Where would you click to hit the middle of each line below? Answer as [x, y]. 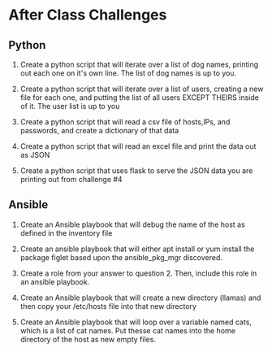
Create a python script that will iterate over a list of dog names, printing [139, 64]
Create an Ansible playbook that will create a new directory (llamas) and [140, 298]
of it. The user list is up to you [70, 106]
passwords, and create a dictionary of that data [99, 130]
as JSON [35, 155]
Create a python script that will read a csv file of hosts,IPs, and [125, 122]
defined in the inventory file [66, 232]
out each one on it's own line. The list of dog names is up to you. [128, 73]
